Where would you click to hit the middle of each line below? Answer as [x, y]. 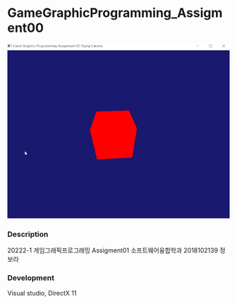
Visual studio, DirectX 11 [42, 293]
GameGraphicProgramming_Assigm [115, 13]
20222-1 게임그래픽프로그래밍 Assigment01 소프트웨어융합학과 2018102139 [113, 250]
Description [28, 234]
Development [31, 278]
